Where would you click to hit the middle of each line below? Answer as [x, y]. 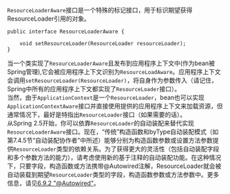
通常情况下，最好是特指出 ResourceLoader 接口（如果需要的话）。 [97, 114]
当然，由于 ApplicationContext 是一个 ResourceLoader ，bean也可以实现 [106, 97]
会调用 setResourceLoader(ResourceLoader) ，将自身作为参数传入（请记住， [113, 80]
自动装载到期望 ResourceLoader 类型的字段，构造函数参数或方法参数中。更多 [113, 174]
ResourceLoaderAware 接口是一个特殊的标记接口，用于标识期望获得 [100, 10]
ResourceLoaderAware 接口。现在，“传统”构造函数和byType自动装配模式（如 [113, 132]
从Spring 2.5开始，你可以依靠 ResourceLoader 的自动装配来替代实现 [101, 123]
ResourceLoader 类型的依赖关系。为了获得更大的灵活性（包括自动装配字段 [116, 149]
